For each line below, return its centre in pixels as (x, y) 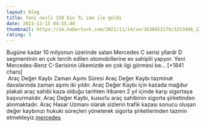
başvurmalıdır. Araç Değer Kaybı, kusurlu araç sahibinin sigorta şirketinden (101, 98)
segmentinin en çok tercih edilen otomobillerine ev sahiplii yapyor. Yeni (96, 59)
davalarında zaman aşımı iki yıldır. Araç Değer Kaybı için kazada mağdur (97, 85)
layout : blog (23, 12)
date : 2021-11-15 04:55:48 (41, 23)
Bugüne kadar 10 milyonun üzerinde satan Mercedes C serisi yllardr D (94, 52)
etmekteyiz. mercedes (34, 118)
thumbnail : (20, 29)
